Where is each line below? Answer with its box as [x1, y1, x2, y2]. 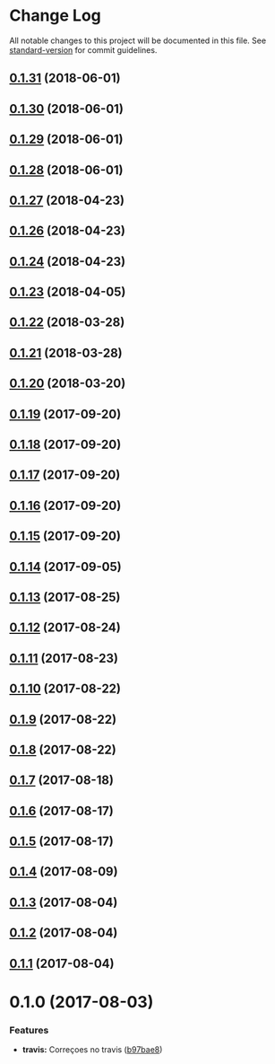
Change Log [9, 5, 101, 26]
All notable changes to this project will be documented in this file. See [9, 35, 267, 46]
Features [9, 1024, 49, 1036]
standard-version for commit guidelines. [9, 44, 158, 55]
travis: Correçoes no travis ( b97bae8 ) [21, 1044, 163, 1055]
